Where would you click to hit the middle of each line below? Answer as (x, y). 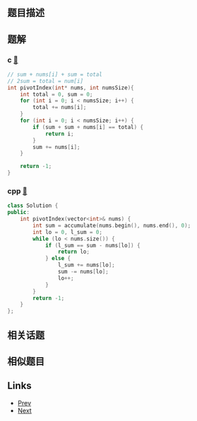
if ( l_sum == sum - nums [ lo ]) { (92, 245)
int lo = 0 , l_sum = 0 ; (67, 232)
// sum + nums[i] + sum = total (55, 74)
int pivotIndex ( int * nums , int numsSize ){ (71, 88)
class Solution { (33, 206)
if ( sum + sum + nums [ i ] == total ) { (88, 127)
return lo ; (74, 252)
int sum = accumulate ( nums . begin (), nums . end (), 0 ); (112, 225)
